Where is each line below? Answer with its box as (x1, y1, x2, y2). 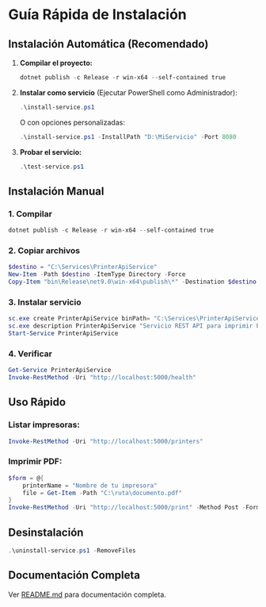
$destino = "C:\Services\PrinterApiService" (8, 263, 158, 271)
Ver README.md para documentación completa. (8, 590, 166, 599)
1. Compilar (8, 208, 53, 219)
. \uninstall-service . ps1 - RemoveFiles (8, 547, 136, 555)
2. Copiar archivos (8, 244, 81, 255)
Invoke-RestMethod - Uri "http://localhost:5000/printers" (8, 437, 203, 445)
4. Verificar (8, 348, 53, 359)
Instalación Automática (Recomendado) (8, 37, 209, 51)
